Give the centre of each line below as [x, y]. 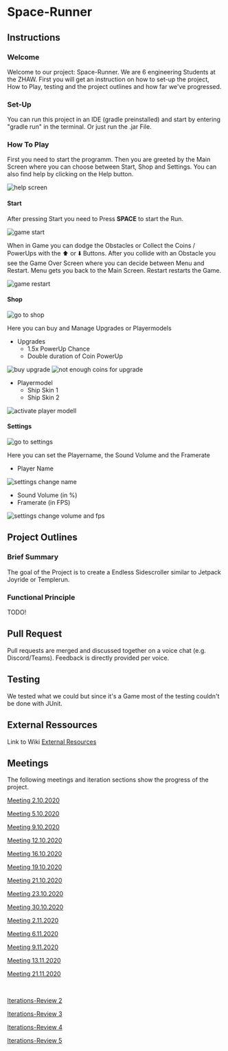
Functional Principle [41, 597]
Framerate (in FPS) [44, 503]
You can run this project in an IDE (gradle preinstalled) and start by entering [114, 119]
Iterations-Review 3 [35, 1014]
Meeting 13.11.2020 [34, 961]
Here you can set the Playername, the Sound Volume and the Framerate [109, 455]
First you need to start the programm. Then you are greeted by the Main [109, 160]
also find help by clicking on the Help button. [70, 174]
